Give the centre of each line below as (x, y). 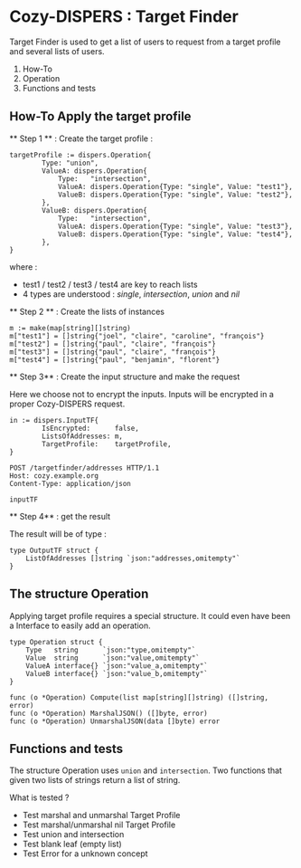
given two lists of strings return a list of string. (95, 780)
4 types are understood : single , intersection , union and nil (131, 294)
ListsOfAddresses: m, (83, 436)
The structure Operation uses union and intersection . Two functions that (146, 770)
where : (24, 267)
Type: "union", (71, 163)
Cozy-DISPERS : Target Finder (124, 17)
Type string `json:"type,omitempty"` (111, 650)
